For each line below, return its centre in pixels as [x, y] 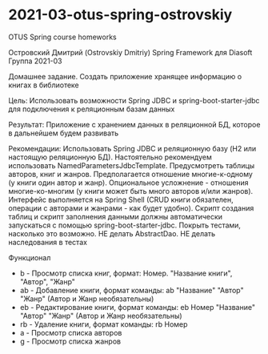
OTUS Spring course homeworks [63, 37]
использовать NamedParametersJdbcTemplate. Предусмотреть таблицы [132, 165]
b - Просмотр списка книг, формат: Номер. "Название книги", [126, 273]
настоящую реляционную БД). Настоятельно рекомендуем [110, 157]
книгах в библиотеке [44, 85]
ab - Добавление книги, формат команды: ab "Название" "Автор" [132, 290]
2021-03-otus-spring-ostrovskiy [120, 15]
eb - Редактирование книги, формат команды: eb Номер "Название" [138, 307]
